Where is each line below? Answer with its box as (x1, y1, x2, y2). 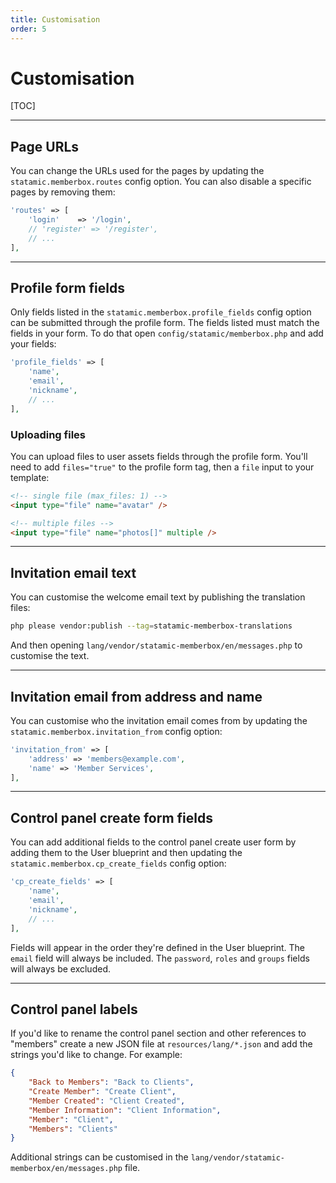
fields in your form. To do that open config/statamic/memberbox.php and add (10, 327, 324, 340)
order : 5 (10, 24, 47, 34)
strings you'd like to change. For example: (10, 1049, 183, 1061)
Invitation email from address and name (10, 688, 263, 705)
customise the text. (10, 650, 90, 662)
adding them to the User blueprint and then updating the (10, 847, 243, 859)
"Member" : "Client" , (28, 1114, 114, 1125)
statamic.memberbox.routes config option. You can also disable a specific (10, 176, 312, 188)
